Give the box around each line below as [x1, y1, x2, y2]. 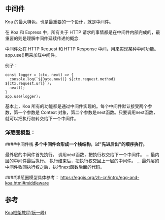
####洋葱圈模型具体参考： [5, 175, 60, 181]
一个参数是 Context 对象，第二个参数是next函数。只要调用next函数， [18, 109, 158, 115]
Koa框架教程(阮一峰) [5, 209, 47, 216]
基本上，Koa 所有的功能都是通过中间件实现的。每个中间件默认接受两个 [5, 103, 148, 109]
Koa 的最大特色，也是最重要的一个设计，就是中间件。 [5, 19, 114, 25]
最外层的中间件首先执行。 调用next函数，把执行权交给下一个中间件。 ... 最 [5, 152, 155, 158]
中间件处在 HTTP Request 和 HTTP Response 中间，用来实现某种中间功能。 [5, 46, 159, 52]
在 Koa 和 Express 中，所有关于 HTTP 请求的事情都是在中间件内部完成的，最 [5, 29, 160, 35]
